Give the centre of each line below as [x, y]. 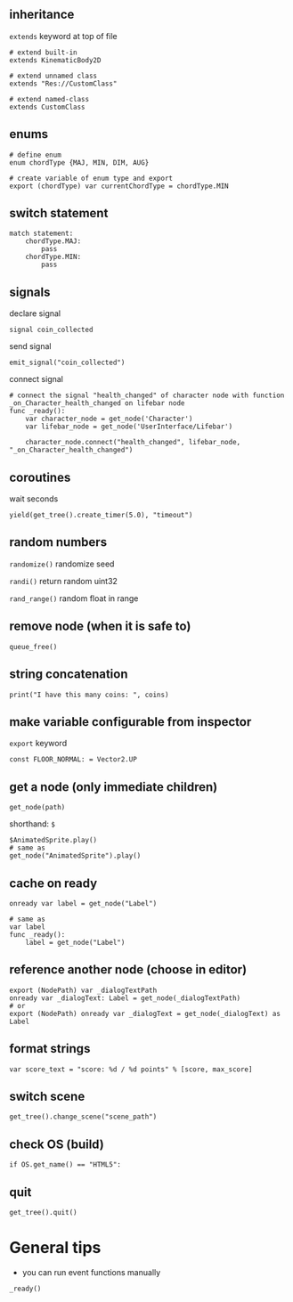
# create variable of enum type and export [91, 178]
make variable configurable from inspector [130, 722]
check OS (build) [57, 1144]
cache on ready [53, 883]
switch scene [47, 1096]
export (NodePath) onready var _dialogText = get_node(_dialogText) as [145, 1013]
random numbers [58, 542]
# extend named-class [49, 99]
